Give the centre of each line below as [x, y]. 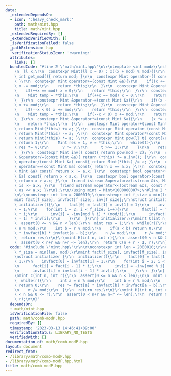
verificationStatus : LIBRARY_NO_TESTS [51, 333]
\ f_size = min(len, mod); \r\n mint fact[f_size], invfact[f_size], [87, 252]
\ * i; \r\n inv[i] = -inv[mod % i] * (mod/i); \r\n [75, 214]
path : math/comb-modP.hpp [37, 318]
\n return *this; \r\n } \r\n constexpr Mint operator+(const [85, 124]
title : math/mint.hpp [37, 29]
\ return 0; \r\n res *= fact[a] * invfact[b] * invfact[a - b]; [87, 285]
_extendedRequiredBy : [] [36, 34]
